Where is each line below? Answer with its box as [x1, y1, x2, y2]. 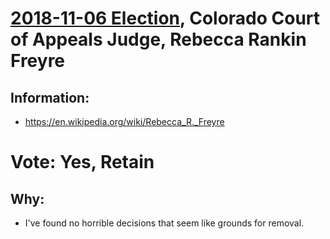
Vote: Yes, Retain [10, 151, 155, 174]
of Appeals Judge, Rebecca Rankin [10, 28, 307, 51]
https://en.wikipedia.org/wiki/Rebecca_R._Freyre [24, 116, 225, 127]
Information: [10, 89, 90, 106]
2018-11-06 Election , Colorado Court [10, 7, 321, 30]
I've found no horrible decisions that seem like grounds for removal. [24, 217, 305, 229]
